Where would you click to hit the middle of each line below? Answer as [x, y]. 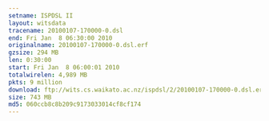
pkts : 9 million [35, 82]
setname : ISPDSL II [41, 16]
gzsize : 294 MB [34, 53]
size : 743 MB [30, 97]
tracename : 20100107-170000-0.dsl [66, 30]
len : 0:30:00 [30, 60]
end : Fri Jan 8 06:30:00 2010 [60, 38]
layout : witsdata [37, 23]
